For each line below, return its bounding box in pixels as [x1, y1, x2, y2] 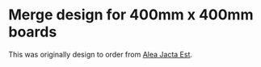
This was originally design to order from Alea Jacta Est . [8, 49, 192, 59]
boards [8, 23, 57, 41]
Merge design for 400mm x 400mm [8, 6, 254, 24]
